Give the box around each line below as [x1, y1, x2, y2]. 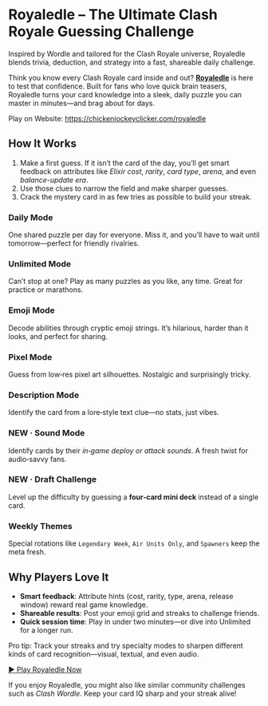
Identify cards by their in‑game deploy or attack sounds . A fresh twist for [8, 445, 249, 456]
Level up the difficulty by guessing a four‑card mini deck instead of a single [8, 492, 259, 502]
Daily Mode [8, 211, 53, 223]
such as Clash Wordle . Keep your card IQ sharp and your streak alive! [8, 688, 237, 698]
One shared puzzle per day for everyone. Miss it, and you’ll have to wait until [8, 230, 260, 240]
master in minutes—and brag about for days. [8, 98, 156, 108]
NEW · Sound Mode [8, 428, 85, 439]
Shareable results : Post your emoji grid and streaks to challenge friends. [19, 608, 260, 617]
